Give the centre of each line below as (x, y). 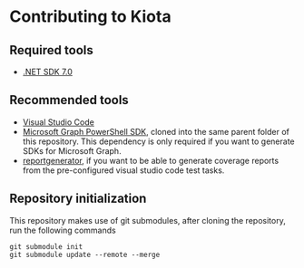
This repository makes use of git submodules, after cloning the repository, (147, 220)
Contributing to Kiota (90, 17)
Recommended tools (69, 100)
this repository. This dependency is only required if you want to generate (158, 141)
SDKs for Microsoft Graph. (72, 150)
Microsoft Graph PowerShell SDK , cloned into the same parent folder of (156, 131)
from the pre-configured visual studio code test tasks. (123, 170)
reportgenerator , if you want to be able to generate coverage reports (151, 160)
